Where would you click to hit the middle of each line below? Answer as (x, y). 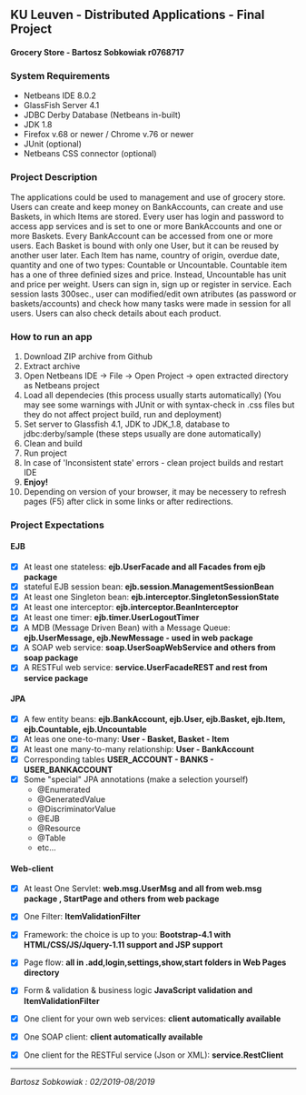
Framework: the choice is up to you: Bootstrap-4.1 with (127, 935)
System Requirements (60, 75)
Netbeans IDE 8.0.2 (59, 95)
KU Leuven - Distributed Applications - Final (138, 15)
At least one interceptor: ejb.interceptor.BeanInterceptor (131, 608)
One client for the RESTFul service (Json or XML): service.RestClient (153, 1055)
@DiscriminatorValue (76, 809)
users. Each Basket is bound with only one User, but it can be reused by (145, 246)
